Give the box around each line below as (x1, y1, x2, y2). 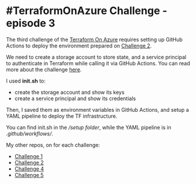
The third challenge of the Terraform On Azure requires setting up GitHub (6, 36, 183, 43)
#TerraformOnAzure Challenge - (6, 4, 168, 18)
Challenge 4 (14, 165, 44, 172)
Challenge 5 (14, 171, 44, 178)
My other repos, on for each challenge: (6, 141, 101, 148)
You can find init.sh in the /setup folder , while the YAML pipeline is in (6, 124, 171, 131)
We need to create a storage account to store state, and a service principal (6, 53, 187, 60)
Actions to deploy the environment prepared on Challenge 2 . (6, 42, 152, 49)
